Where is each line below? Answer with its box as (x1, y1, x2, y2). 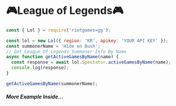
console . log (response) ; (11, 65, 69, 71)
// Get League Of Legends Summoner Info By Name (6, 48, 127, 55)
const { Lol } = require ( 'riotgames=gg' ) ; (6, 27, 111, 33)
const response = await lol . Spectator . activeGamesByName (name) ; (11, 59, 171, 65)
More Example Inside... (6, 93, 64, 100)
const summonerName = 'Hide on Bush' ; (6, 43, 101, 49)
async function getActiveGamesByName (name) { (6, 54, 119, 60)
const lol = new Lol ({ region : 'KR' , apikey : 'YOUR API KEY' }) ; (6, 38, 169, 44)
